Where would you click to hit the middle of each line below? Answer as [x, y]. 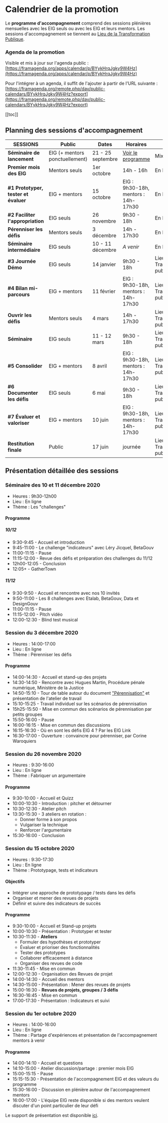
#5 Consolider [25, 366]
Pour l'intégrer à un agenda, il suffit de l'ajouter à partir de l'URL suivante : [81, 83]
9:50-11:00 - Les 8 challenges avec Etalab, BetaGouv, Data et [75, 598]
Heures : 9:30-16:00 [33, 765]
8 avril [100, 366]
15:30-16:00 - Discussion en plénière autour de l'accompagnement [81, 1090]
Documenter [23, 393]
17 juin [100, 447]
